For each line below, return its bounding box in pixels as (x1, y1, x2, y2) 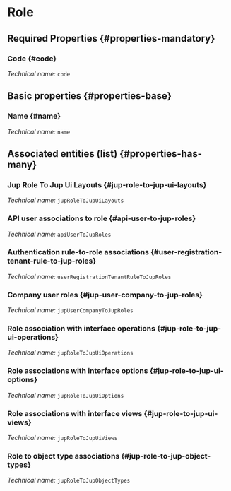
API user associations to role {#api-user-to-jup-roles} (7, 213, 196, 223)
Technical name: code (7, 69, 71, 78)
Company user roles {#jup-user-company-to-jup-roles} (7, 290, 203, 300)
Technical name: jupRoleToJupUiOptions (7, 391, 124, 399)
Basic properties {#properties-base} (7, 90, 172, 102)
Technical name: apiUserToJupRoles (7, 230, 112, 238)
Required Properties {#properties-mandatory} (7, 32, 215, 45)
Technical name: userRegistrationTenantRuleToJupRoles (7, 272, 172, 280)
